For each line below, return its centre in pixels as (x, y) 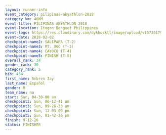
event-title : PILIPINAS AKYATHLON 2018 (46, 23)
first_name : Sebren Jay (30, 79)
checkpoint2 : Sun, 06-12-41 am (37, 102)
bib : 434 (14, 74)
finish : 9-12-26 (22, 120)
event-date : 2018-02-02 (30, 38)
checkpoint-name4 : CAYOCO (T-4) (38, 51)
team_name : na (20, 92)
